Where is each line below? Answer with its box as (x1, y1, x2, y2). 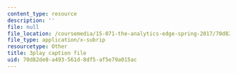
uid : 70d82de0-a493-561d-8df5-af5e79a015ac (7, 56, 138, 63)
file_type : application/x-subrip (7, 37, 106, 44)
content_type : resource (7, 10, 78, 18)
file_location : (7, 30, 52, 37)
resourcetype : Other (7, 43, 68, 50)
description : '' (7, 17, 55, 24)
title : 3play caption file (7, 50, 87, 57)
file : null (7, 23, 39, 30)
